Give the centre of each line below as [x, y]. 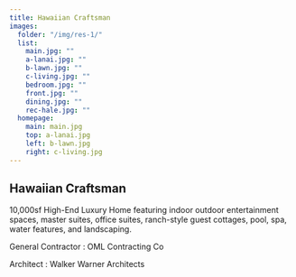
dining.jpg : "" [54, 102]
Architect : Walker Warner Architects [77, 264]
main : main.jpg [54, 127]
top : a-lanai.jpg [58, 135]
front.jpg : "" [52, 93]
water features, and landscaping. [71, 229]
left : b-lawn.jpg [58, 143]
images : [24, 26]
